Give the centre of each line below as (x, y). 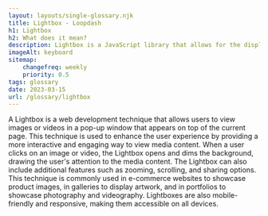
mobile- (225, 195)
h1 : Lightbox (30, 30)
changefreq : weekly (55, 67)
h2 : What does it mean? (48, 38)
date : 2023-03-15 (37, 89)
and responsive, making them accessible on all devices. (127, 204)
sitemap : (23, 60)
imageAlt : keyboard (41, 52)
